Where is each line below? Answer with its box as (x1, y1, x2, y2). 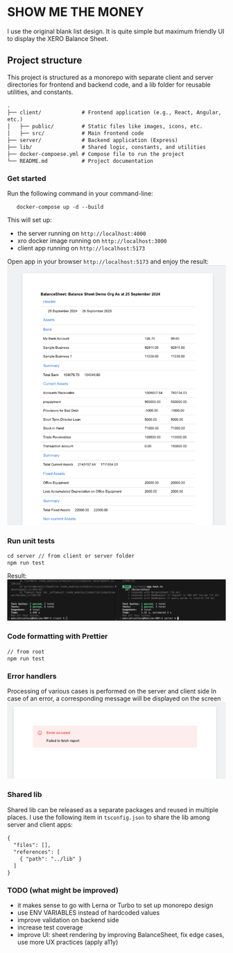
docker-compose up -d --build (16, 204, 104, 211)
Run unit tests (7, 536, 55, 546)
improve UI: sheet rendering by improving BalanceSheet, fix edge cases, (17, 930, 225, 938)
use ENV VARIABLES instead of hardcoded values (17, 908, 160, 916)
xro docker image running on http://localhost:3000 (17, 237, 167, 245)
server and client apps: (7, 820, 73, 829)
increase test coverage (17, 923, 83, 931)
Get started (7, 173, 46, 183)
